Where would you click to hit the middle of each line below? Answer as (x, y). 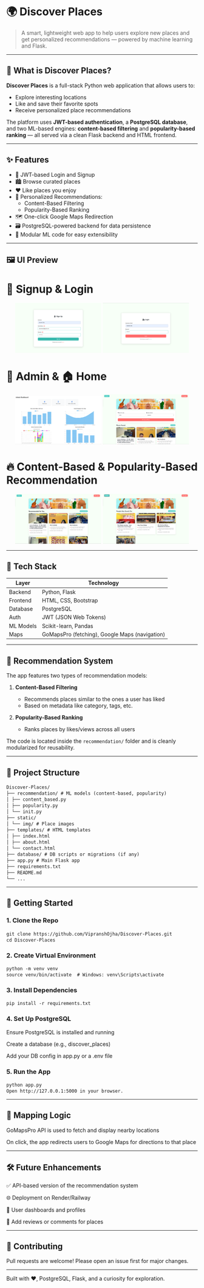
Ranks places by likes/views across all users (80, 729)
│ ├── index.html (28, 836)
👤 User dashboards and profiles (46, 1210)
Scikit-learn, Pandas (67, 626)
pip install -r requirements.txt (49, 1004)
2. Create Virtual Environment (51, 955)
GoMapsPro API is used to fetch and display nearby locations (83, 1130)
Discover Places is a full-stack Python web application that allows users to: (101, 85)
